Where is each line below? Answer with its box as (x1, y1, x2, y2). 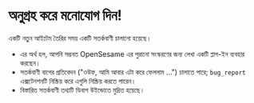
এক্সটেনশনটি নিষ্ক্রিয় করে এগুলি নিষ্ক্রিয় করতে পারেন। (19, 76, 137, 85)
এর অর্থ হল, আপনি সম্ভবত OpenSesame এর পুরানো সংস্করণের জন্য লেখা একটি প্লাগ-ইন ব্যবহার (19, 49, 245, 58)
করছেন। (19, 58, 42, 68)
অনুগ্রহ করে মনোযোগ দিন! (8, 6, 122, 25)
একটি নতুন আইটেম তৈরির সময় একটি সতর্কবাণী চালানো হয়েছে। (8, 33, 152, 42)
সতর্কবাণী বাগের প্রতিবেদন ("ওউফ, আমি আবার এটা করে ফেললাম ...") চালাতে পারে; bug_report (19, 67, 246, 77)
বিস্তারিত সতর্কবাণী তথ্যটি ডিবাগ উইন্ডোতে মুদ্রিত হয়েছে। (19, 85, 145, 94)
